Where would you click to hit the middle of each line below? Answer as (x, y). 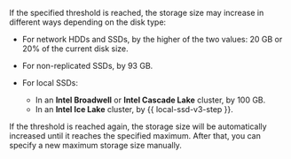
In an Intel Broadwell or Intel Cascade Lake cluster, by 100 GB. (150, 100)
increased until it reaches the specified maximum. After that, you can (135, 136)
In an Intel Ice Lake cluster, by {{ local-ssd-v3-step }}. (134, 109)
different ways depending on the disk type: (88, 22)
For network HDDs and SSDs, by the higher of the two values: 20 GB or (152, 39)
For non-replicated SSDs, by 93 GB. (87, 66)
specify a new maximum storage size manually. (95, 145)
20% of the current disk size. (75, 49)
